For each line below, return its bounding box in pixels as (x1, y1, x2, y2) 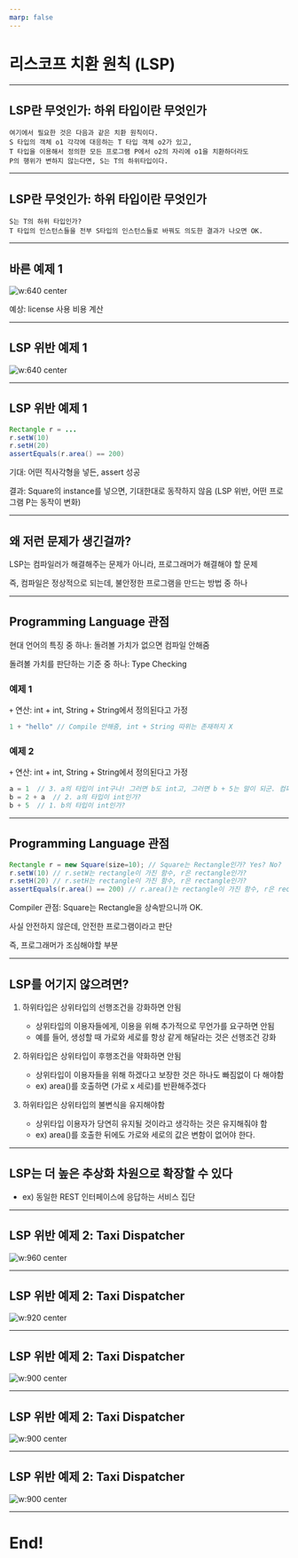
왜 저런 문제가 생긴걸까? (9, 533, 131, 548)
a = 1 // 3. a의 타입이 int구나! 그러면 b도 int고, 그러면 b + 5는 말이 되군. (9, 784, 276, 794)
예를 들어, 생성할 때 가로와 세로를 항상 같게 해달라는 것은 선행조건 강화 (35, 1031, 277, 1043)
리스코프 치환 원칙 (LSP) (9, 54, 176, 74)
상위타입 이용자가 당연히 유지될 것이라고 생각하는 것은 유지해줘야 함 (35, 1118, 268, 1129)
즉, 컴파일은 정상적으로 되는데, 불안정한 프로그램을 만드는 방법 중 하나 (9, 578, 248, 588)
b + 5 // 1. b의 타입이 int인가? (9, 800, 126, 810)
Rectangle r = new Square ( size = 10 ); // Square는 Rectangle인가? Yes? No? (9, 860, 282, 869)
